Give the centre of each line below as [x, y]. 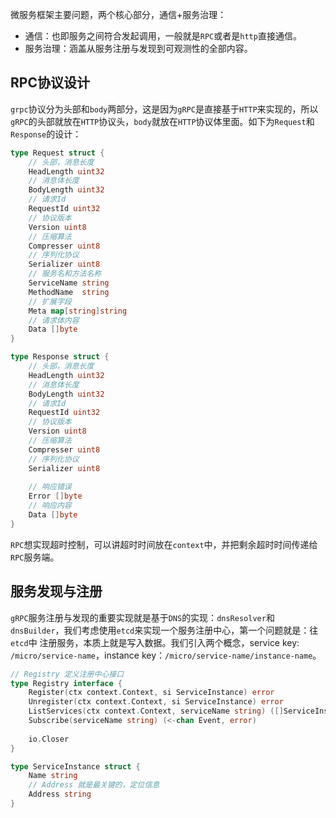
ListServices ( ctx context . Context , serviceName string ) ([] [156, 711]
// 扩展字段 [50, 301]
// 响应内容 [50, 506]
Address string [60, 794]
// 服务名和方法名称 [65, 274]
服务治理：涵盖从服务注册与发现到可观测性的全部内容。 [138, 48]
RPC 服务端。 [35, 557]
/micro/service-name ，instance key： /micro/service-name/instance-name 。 [166, 655]
